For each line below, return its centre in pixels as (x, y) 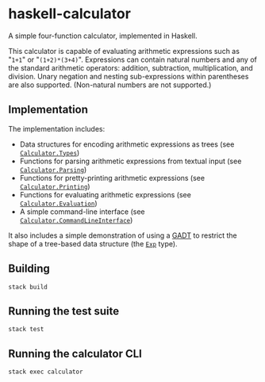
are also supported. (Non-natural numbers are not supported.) (110, 85)
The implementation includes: (57, 128)
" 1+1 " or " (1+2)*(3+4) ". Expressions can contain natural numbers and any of (133, 59)
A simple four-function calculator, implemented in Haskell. (103, 36)
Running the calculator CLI (75, 353)
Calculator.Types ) (50, 152)
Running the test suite (64, 311)
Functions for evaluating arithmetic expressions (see (106, 194)
